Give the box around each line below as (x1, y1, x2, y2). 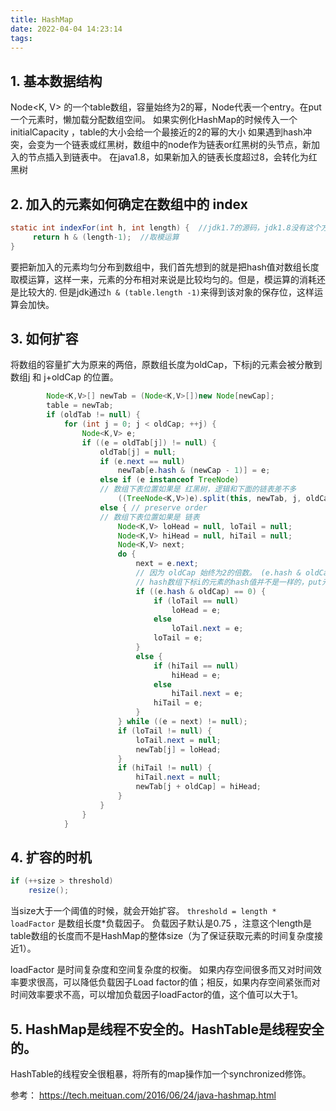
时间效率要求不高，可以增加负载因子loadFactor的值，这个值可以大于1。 (10, 989, 303, 1001)
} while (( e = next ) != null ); (117, 717, 248, 727)
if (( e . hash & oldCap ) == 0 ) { (135, 586, 267, 596)
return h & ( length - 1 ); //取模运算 (32, 232, 180, 242)
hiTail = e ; (153, 698, 203, 708)
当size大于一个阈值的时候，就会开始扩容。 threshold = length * (10, 905, 277, 917)
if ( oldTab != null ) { (46, 410, 141, 420)
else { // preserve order (99, 502, 208, 513)
